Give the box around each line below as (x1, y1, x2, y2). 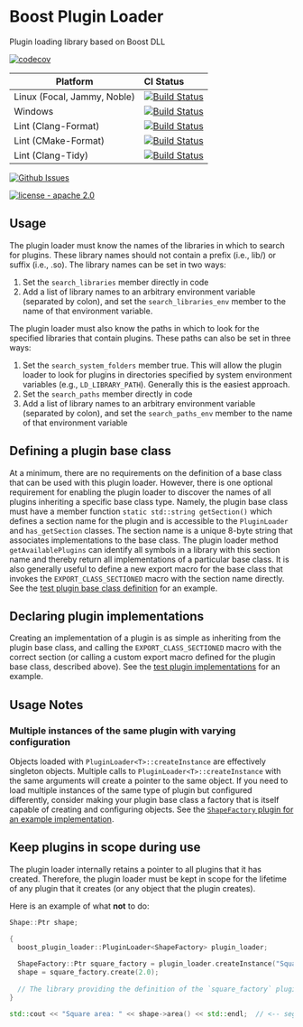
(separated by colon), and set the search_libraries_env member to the (22, 295, 287, 306)
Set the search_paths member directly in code (22, 388, 193, 399)
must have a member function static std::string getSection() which (9, 506, 273, 517)
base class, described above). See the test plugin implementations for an (9, 661, 281, 672)
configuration (9, 735, 71, 748)
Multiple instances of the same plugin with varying (9, 724, 236, 737)
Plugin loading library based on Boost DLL (9, 36, 166, 47)
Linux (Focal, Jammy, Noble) (14, 90, 135, 103)
